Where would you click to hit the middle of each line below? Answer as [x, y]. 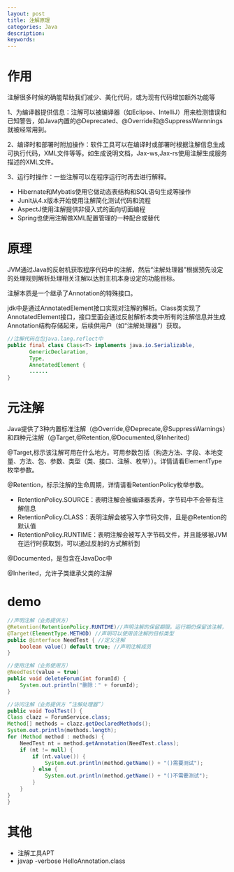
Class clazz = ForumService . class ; [59, 717]
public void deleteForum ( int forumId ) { [67, 679]
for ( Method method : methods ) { [56, 737]
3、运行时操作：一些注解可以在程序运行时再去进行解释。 [89, 177]
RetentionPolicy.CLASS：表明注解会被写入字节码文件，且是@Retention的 [122, 517]
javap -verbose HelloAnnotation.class [71, 861]
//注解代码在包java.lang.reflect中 [55, 339]
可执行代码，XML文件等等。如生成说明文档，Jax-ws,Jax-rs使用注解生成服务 [117, 153]
